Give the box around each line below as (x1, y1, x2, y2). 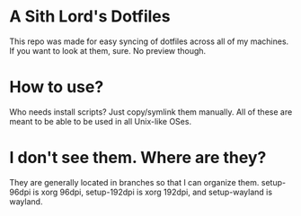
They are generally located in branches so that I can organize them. (9, 177, 260, 187)
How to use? (9, 77, 104, 98)
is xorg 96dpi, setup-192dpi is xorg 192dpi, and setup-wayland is (32, 186, 272, 197)
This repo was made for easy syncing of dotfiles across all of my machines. (9, 36, 289, 47)
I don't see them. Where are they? (9, 148, 267, 168)
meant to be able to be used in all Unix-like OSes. (9, 116, 191, 126)
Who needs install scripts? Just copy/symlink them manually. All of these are (9, 106, 293, 117)
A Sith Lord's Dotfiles (9, 6, 171, 27)
